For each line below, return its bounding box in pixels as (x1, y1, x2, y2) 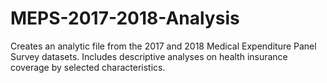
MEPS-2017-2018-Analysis (10, 7, 240, 30)
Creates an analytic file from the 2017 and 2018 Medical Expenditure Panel (10, 40, 317, 52)
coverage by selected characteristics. (10, 61, 166, 73)
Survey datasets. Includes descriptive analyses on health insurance (10, 50, 288, 62)
